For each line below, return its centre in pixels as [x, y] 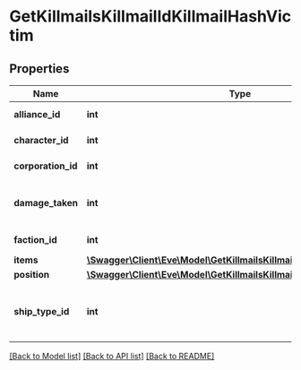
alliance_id [37, 114]
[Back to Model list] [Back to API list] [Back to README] [112, 356]
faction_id [36, 240]
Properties [39, 69]
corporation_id [46, 166]
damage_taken [46, 203]
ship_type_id [42, 311]
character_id [41, 140]
